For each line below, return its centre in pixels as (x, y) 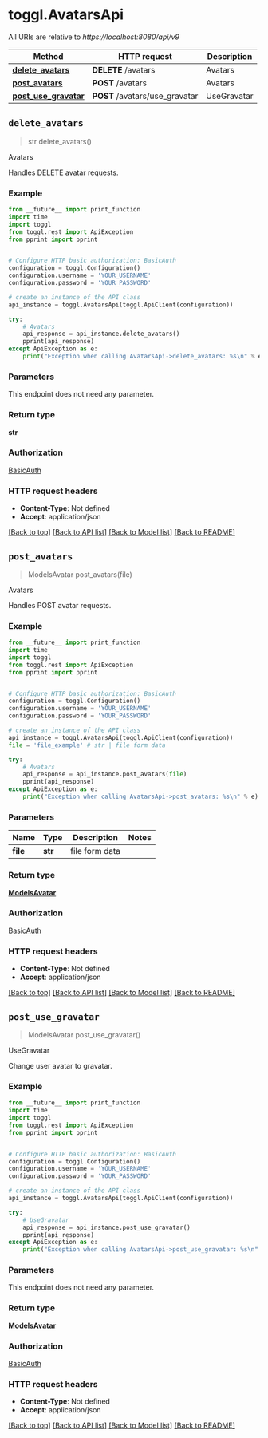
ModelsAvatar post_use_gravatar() (84, 1034)
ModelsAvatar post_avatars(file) (80, 574)
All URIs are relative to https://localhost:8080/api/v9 (94, 37)
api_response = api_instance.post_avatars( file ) (105, 774)
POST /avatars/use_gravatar (145, 96)
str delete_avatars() (59, 141)
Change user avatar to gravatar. (61, 1065)
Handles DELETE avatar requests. (63, 172)
